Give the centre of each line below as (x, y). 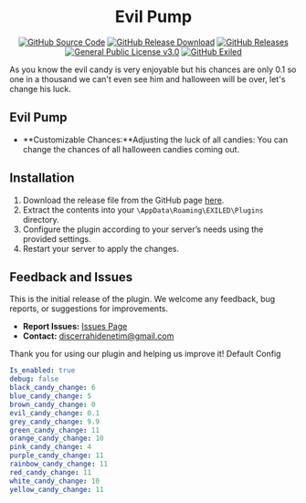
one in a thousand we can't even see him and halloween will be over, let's (148, 79)
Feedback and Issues (71, 277)
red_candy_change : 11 (51, 472)
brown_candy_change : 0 (53, 404)
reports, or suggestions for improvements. (89, 309)
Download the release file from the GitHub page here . (123, 200)
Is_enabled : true (42, 371)
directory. (41, 219)
